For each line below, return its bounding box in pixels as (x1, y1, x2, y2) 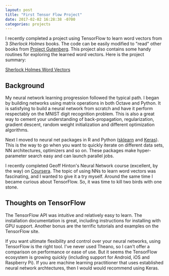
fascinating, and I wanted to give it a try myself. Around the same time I (5, 173, 153, 179)
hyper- (137, 148, 151, 154)
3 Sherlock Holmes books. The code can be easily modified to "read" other (5, 41, 161, 47)
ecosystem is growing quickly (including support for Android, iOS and (5, 254, 150, 260)
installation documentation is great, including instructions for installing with (5, 217, 161, 223)
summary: (5, 57, 26, 63)
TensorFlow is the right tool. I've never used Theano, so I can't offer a (5, 243, 150, 249)
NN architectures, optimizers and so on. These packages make (5, 148, 136, 154)
